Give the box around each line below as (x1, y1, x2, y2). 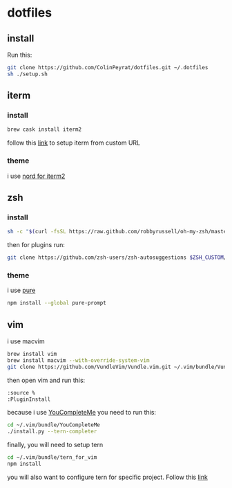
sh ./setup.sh (7, 71, 48, 78)
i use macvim (7, 337, 45, 345)
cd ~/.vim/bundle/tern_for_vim (7, 454, 97, 461)
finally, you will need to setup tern (7, 441, 104, 449)
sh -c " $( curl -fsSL (7, 228, 67, 235)
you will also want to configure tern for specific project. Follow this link (7, 473, 209, 481)
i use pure (7, 286, 36, 295)
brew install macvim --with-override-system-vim (7, 356, 150, 364)
